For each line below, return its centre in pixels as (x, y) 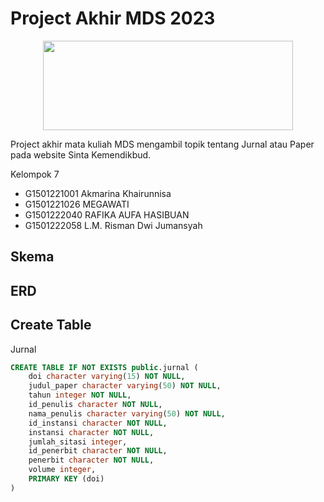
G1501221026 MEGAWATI (77, 204)
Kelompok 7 (35, 174)
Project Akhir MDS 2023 (113, 18)
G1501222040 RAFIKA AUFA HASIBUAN (107, 214)
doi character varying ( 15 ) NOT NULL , (107, 377)
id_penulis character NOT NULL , (95, 405)
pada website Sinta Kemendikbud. (81, 154)
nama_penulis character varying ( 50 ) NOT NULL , (127, 413)
